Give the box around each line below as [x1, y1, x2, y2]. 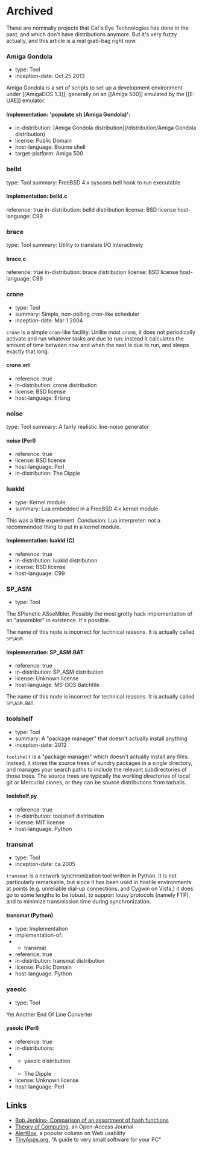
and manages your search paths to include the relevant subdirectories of [6, 766, 187, 773]
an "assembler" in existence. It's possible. [6, 617, 110, 624]
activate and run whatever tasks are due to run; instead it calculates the [6, 334, 184, 342]
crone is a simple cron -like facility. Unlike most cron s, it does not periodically [6, 328, 196, 336]
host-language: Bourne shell [14, 143, 86, 151]
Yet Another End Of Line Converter [6, 1011, 93, 1018]
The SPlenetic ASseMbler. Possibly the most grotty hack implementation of [6, 610, 193, 617]
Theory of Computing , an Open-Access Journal [14, 1123, 134, 1130]
